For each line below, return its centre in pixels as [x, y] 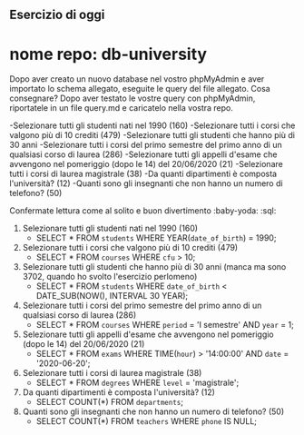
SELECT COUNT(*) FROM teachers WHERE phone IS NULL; [146, 421]
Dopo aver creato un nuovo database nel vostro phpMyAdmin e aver [137, 79]
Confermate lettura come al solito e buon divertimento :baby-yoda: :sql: [143, 211]
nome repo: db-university [108, 54]
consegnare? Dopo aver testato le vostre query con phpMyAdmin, [132, 98]
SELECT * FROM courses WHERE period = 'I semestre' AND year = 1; [165, 325]
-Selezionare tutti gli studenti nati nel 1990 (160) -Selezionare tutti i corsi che [152, 125]
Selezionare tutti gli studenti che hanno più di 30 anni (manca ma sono [154, 267]
